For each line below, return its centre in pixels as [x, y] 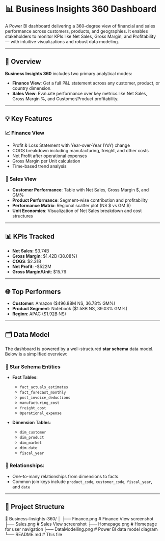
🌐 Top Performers [33, 291]
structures [23, 216]
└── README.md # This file [34, 534]
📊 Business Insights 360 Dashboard [81, 9]
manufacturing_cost [40, 403]
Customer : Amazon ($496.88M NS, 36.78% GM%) [64, 303]
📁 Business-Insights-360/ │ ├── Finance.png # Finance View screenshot [79, 518]
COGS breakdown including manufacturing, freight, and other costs [80, 151]
